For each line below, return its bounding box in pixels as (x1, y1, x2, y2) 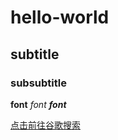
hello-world (10, 6, 110, 29)
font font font (10, 98, 67, 110)
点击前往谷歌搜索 (10, 119, 81, 131)
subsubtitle (10, 76, 67, 90)
